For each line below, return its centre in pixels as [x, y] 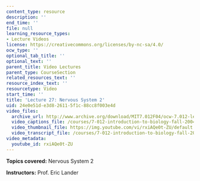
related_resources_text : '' [41, 78]
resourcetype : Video [32, 89]
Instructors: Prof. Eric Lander [42, 172]
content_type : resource [36, 12]
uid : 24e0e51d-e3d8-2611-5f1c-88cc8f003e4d [61, 105]
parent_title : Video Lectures [44, 67]
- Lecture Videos [28, 39]
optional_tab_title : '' [36, 56]
